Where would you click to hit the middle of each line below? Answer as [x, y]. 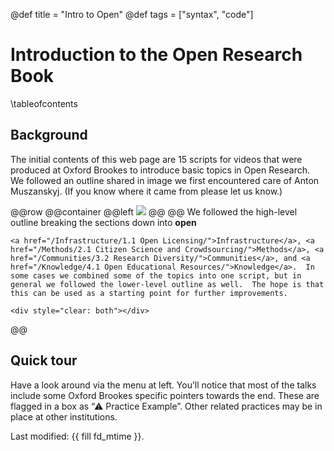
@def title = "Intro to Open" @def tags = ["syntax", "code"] [132, 14]
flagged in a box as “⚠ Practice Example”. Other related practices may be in [166, 406]
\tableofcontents [44, 103]
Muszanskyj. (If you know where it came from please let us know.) [146, 191]
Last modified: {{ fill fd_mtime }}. [77, 436]
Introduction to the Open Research [156, 55]
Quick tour [44, 360]
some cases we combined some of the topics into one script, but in [156, 275]
